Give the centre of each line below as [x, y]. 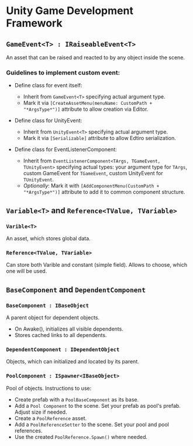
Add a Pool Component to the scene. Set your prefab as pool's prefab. [98, 406]
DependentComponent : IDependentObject [63, 349]
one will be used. [27, 271]
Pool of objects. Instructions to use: [49, 388]
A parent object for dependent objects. [53, 317]
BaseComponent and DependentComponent [76, 289]
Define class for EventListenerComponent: [66, 149]
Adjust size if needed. [41, 412]
